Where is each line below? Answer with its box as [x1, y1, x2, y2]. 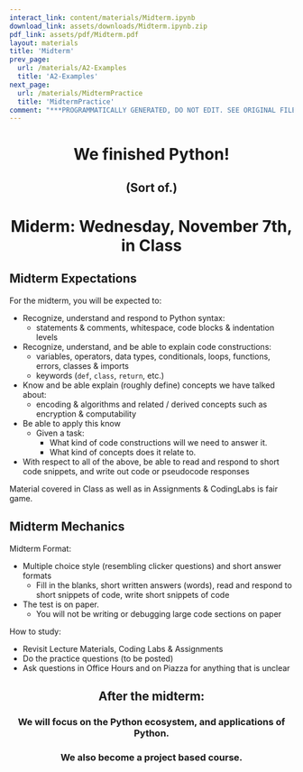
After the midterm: [97, 689, 206, 704]
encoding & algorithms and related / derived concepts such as [35, 399, 268, 409]
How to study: [9, 626, 61, 637]
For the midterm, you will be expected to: [9, 295, 162, 306]
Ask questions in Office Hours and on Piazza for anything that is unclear [22, 662, 290, 673]
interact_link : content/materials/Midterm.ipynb [9, 13, 196, 23]
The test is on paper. [22, 599, 99, 610]
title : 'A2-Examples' [17, 72, 99, 81]
